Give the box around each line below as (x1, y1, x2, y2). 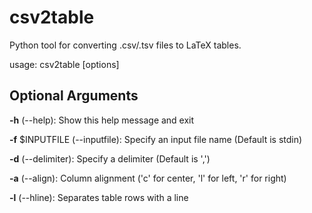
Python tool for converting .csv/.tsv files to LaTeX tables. (9, 39, 242, 51)
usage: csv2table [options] (9, 58, 120, 70)
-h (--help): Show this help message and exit (9, 114, 195, 126)
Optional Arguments (9, 87, 139, 105)
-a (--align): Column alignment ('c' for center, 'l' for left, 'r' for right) (9, 172, 287, 184)
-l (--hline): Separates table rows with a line (9, 191, 189, 203)
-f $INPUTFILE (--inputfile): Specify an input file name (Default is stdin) (9, 133, 303, 145)
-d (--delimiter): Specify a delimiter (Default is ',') (9, 152, 211, 165)
